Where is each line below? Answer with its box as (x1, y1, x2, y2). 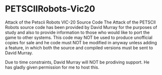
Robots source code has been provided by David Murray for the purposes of (5, 24, 157, 30)
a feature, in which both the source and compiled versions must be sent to (5, 45, 153, 50)
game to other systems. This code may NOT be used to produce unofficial (5, 35, 153, 40)
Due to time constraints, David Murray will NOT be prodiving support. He (5, 59, 150, 65)
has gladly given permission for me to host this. (5, 64, 100, 70)
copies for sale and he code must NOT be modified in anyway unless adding (5, 39, 157, 45)
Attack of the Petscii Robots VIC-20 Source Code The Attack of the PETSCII (5, 19, 156, 25)
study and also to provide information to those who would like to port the (5, 29, 150, 35)
